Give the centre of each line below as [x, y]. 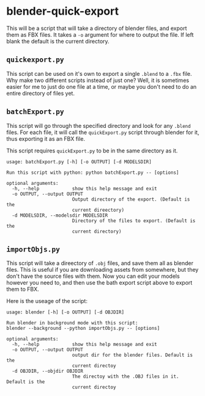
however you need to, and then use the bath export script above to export [99, 283]
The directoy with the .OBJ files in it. [125, 377]
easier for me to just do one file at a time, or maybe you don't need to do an [102, 86]
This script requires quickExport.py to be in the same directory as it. [92, 151]
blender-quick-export [63, 11]
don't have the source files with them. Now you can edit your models [93, 276]
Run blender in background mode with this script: [72, 323]
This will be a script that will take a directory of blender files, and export [97, 28]
